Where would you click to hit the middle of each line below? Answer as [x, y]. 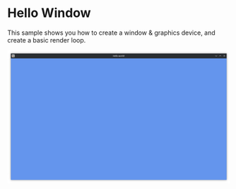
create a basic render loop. [47, 40]
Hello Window [49, 13]
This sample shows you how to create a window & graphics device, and [111, 33]
